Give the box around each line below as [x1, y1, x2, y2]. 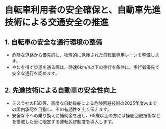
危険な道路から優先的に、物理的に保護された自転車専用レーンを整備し [11, 52, 155, 58]
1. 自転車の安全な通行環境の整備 [4, 38, 103, 46]
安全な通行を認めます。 [11, 70, 60, 76]
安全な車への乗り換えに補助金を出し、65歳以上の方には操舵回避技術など [11, 112, 161, 118]
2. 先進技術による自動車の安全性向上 [4, 86, 116, 95]
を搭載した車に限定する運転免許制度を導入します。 [11, 119, 116, 125]
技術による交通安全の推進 [4, 17, 109, 28]
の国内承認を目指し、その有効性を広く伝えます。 [11, 106, 112, 112]
